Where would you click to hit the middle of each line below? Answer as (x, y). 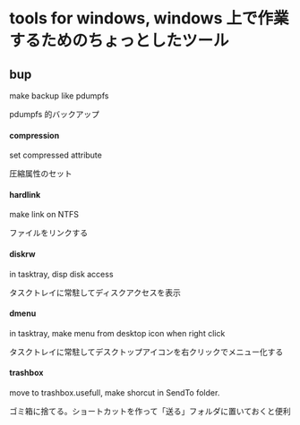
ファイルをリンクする (48, 233)
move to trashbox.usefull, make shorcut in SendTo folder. (115, 393)
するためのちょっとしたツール (120, 41)
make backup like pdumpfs (59, 96)
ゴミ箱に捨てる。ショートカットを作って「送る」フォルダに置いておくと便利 (150, 412)
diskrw (22, 254)
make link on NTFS (44, 215)
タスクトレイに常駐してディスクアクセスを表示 (95, 293)
